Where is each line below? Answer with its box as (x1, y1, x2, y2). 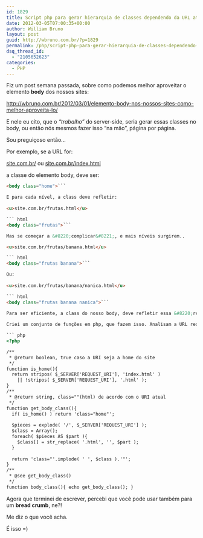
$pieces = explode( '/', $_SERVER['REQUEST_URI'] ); (11, 422, 147, 428)
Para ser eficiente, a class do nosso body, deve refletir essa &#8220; (6, 310, 193, 316)
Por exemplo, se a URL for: (6, 148, 73, 155)
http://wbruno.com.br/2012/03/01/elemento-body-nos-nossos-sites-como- (6, 100, 195, 107)
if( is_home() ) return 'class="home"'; (11, 411, 115, 417)
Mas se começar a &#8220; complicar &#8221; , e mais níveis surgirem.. (6, 233, 185, 239)
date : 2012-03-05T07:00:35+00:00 (6, 20, 91, 26)
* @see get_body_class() (8, 473, 71, 479)
